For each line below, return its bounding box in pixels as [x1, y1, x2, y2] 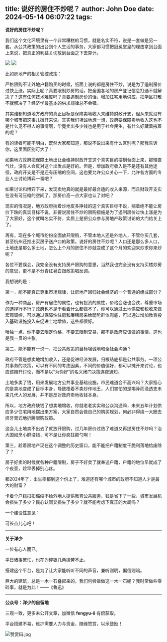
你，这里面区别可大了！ [5, 146, 53, 152]
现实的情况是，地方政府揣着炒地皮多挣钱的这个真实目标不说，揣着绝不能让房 [5, 203, 162, 209]
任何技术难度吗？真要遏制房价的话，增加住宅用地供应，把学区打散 [26, 94, 162, 100]
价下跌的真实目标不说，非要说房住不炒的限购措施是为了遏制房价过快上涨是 [5, 209, 158, 215]
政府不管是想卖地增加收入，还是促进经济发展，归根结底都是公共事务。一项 [5, 356, 158, 362]
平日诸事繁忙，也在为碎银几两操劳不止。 [5, 557, 88, 563]
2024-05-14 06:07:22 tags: [5, 13, 93, 21]
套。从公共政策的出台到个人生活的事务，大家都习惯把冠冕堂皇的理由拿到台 [5, 43, 158, 49]
